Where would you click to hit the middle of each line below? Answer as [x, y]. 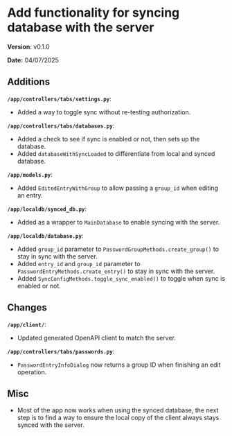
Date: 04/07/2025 [33, 60]
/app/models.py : [30, 174]
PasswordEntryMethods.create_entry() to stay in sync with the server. [116, 271]
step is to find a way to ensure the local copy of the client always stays [118, 418]
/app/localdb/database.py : [45, 235]
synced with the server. [51, 425]
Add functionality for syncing [93, 13]
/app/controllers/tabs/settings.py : [60, 98]
